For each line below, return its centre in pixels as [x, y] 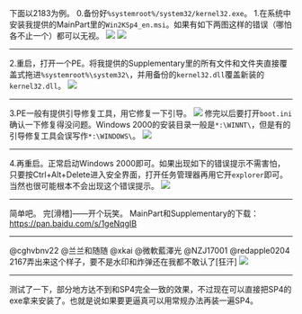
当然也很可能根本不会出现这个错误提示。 [84, 186]
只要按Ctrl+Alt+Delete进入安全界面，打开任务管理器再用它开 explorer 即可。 [149, 175]
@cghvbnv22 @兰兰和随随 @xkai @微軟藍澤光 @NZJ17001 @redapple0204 [150, 251]
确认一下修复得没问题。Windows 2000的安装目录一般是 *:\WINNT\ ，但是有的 [150, 125]
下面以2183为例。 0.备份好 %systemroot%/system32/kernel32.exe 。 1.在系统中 [151, 13]
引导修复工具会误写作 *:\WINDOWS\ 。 [75, 136]
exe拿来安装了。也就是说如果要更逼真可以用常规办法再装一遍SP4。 [134, 301]
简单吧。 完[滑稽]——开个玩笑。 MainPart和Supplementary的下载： [134, 213]
